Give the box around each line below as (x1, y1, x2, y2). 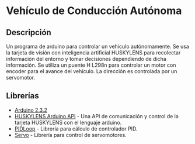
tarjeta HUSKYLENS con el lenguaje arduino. (14, 119, 122, 126)
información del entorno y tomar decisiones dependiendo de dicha (6, 56, 166, 62)
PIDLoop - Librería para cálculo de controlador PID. (14, 125, 138, 132)
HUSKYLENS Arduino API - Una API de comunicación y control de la (14, 112, 179, 119)
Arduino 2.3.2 (14, 107, 48, 114)
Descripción (6, 28, 51, 37)
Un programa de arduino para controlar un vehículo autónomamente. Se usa (6, 43, 190, 50)
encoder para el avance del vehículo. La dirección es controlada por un (6, 68, 177, 74)
